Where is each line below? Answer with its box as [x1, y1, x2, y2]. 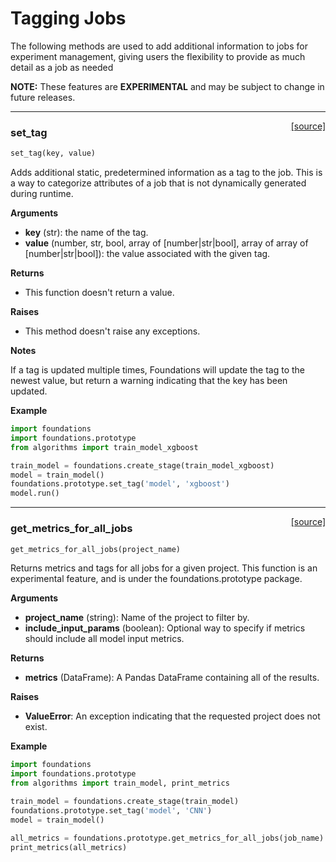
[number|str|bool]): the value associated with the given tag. [24, 248, 271, 260]
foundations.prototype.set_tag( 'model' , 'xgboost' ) [10, 479, 230, 489]
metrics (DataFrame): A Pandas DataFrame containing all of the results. [24, 672, 320, 684]
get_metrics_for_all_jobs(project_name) [10, 544, 182, 554]
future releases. [10, 91, 76, 103]
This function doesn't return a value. [24, 287, 175, 299]
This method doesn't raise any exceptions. [24, 325, 201, 337]
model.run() [10, 488, 60, 499]
